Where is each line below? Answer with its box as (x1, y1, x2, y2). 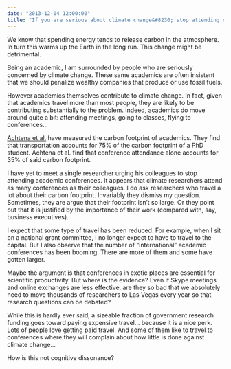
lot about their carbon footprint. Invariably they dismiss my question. (7, 190, 201, 199)
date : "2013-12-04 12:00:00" (7, 10, 91, 17)
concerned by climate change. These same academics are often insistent (7, 70, 215, 79)
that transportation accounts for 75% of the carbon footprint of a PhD (7, 141, 204, 149)
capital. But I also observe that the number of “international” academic (7, 241, 206, 249)
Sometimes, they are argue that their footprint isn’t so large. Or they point (7, 198, 214, 206)
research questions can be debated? (7, 298, 111, 306)
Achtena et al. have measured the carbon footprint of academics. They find (7, 133, 221, 142)
